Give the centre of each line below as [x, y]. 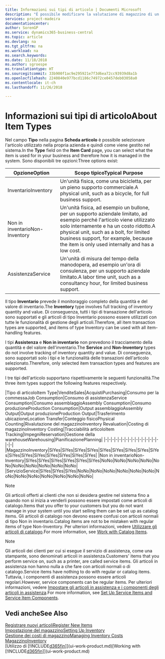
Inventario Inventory [30, 191]
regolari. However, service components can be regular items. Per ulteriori [79, 582]
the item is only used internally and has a [107, 245]
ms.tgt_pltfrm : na [24, 46]
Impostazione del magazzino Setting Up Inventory [55, 630]
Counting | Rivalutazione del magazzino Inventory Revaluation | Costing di [77, 424]
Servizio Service [23, 471]
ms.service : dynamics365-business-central [49, 32]
